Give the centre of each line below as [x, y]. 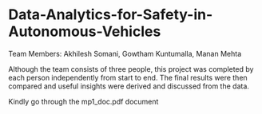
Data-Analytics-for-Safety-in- [111, 15]
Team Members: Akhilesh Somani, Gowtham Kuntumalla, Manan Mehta [125, 53]
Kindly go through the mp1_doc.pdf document [83, 101]
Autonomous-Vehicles [85, 31]
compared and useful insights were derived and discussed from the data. [129, 86]
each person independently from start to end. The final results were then [128, 77]
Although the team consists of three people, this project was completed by [131, 69]
